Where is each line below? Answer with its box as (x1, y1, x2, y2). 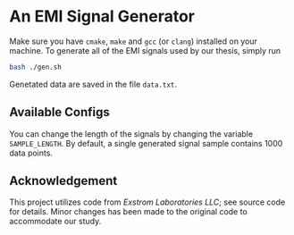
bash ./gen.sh (9, 63, 63, 71)
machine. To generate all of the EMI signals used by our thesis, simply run (9, 45, 281, 55)
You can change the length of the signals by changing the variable (9, 128, 253, 139)
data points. (9, 147, 54, 158)
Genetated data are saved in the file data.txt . (9, 79, 177, 89)
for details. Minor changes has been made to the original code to (9, 206, 248, 217)
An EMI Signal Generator (9, 6, 195, 27)
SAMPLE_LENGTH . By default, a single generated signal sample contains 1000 (9, 138, 283, 148)
